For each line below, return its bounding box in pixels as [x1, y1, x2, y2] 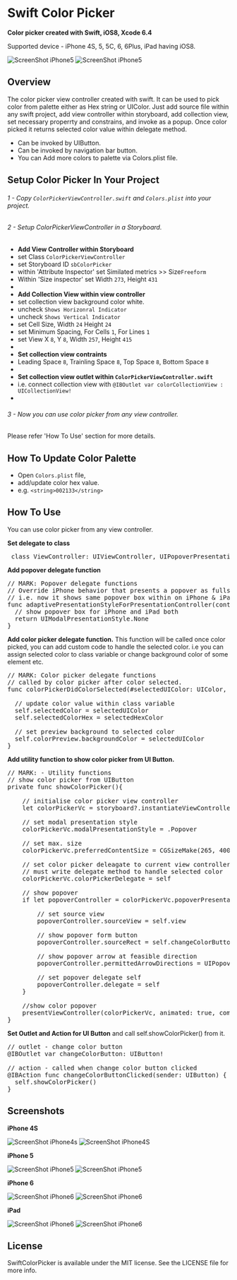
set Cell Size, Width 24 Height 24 [17, 320, 111, 328]
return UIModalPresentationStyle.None [14, 614, 150, 623]
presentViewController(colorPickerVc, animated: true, [22, 1008, 217, 1017]
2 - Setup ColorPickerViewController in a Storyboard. [7, 223, 162, 232]
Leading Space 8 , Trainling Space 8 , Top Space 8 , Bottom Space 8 [17, 357, 209, 366]
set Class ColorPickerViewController [17, 252, 126, 261]
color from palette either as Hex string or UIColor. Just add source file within [7, 102, 229, 111]
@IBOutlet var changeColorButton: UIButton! [7, 1050, 164, 1058]
